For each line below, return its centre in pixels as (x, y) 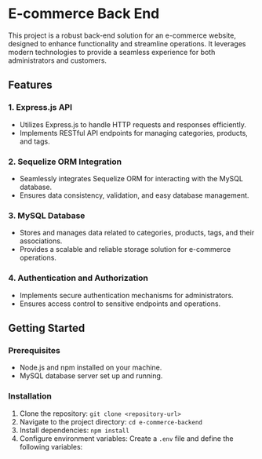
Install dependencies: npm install (74, 430)
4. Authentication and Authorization (78, 278)
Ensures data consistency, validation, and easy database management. (134, 195)
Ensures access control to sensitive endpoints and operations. (120, 304)
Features (30, 85)
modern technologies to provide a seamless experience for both (112, 52)
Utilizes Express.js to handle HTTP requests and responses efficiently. (133, 124)
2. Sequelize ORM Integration (65, 162)
